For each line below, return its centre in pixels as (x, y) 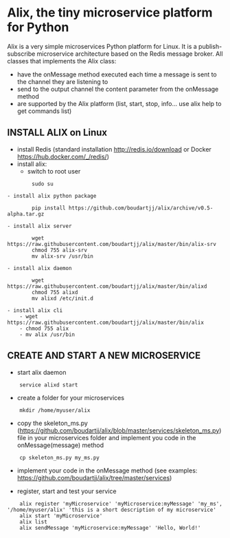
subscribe (21, 54)
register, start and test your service (67, 491)
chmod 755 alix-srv (60, 250)
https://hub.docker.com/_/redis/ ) (63, 156)
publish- (210, 46)
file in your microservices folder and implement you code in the (106, 437)
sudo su (43, 184)
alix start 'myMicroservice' (61, 516)
